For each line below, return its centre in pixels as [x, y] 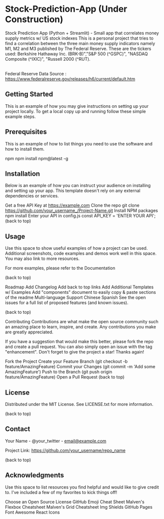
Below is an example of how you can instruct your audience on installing [78, 186]
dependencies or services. [32, 196]
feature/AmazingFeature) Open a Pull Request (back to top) [65, 377]
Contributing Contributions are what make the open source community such [82, 322]
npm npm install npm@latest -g [37, 158]
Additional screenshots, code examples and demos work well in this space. [81, 254]
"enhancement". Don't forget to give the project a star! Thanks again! [75, 352]
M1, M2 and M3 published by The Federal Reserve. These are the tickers [78, 48]
